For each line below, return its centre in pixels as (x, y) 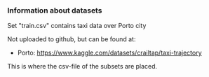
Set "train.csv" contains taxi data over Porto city (77, 26)
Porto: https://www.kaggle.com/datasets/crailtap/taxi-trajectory (109, 53)
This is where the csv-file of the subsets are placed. (82, 66)
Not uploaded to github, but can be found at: (72, 39)
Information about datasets (55, 10)
